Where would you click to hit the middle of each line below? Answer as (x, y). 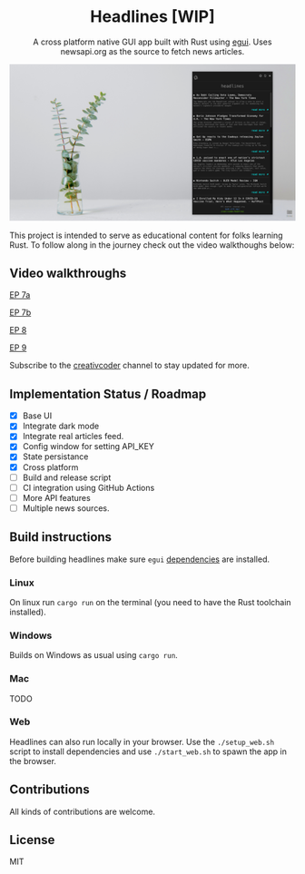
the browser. (33, 761)
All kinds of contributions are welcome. (83, 811)
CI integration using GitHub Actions (89, 487)
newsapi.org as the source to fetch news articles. (152, 51)
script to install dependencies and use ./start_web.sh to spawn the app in (148, 751)
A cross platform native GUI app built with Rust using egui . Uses (152, 42)
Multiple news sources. (66, 508)
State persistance (55, 457)
